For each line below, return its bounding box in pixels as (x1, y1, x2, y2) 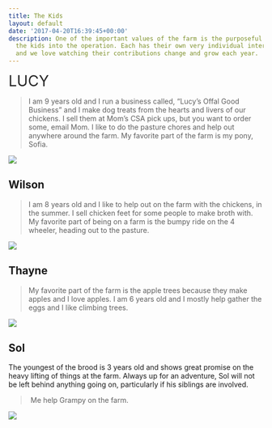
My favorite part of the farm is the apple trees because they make (28, 285, 248, 295)
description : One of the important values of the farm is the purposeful (8, 34, 263, 43)
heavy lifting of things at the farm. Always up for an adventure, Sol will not (8, 371, 255, 381)
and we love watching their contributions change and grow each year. (15, 49, 259, 57)
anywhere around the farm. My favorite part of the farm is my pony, (28, 131, 253, 140)
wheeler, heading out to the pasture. (28, 225, 150, 235)
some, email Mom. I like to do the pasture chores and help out (28, 122, 235, 132)
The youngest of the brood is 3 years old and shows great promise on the (8, 362, 254, 372)
